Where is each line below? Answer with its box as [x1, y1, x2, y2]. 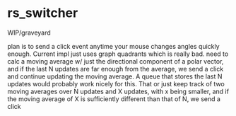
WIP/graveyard [7, 28, 51, 37]
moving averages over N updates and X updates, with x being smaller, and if [7, 87, 230, 95]
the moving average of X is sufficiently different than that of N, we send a [7, 94, 221, 103]
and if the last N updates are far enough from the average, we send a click [7, 64, 224, 73]
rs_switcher [7, 5, 78, 21]
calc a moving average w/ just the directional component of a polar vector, [7, 57, 224, 65]
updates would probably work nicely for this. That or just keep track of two [7, 79, 225, 88]
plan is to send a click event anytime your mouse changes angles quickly [7, 42, 220, 50]
